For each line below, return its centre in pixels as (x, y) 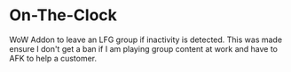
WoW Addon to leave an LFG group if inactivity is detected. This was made (145, 40)
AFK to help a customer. (53, 58)
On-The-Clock (63, 15)
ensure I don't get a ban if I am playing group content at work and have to (143, 48)
